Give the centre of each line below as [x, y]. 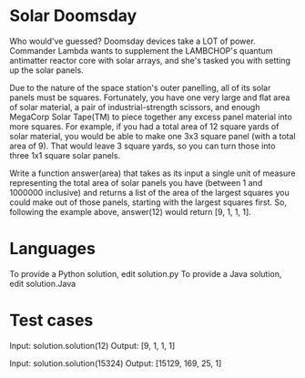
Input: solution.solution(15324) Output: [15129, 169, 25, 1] [116, 363]
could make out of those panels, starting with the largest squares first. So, [148, 202]
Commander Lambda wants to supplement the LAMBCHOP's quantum [141, 50]
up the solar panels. [46, 70]
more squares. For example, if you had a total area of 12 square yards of [144, 126]
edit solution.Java [43, 283]
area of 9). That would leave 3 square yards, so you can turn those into [142, 146]
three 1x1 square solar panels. [65, 155]
